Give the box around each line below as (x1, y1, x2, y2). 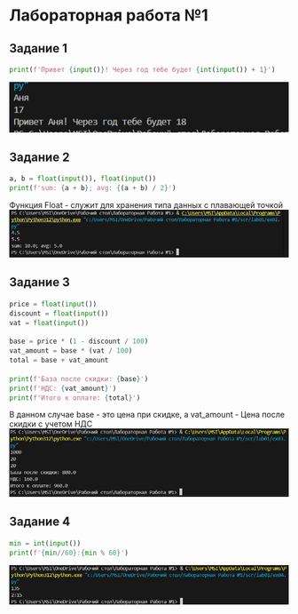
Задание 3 (9, 275, 70, 290)
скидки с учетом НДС (9, 419, 93, 429)
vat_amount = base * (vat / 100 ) (9, 347, 133, 355)
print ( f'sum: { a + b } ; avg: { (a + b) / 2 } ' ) (9, 184, 176, 193)
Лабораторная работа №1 (9, 5, 208, 26)
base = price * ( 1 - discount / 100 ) (9, 337, 149, 347)
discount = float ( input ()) (9, 308, 109, 318)
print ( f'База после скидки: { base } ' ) (9, 374, 149, 383)
